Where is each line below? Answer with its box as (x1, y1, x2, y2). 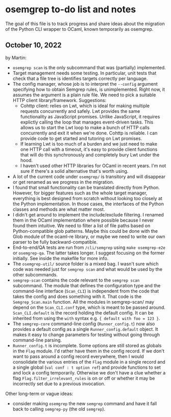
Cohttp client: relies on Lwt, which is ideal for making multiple (20, 103, 150, 109)
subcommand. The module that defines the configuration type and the (12, 282, 161, 288)
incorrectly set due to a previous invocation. (12, 381, 106, 387)
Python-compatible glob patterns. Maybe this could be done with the (12, 228, 158, 234)
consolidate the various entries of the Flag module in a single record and (12, 359, 166, 365)
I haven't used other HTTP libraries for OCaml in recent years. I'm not (20, 163, 166, 169)
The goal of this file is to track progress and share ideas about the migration (5, 21, 165, 27)
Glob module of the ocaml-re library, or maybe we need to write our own (12, 233, 165, 240)
